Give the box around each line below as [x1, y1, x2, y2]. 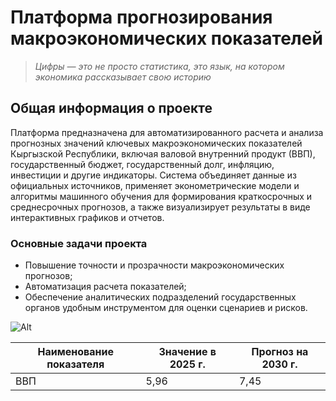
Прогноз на [251, 345, 309, 359]
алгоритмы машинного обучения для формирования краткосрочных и [10, 190, 313, 202]
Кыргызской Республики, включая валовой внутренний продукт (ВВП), [10, 147, 316, 160]
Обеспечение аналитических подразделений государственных [24, 291, 297, 303]
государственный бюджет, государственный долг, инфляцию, [10, 158, 275, 170]
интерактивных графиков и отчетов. [10, 211, 165, 223]
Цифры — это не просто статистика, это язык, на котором [34, 60, 285, 72]
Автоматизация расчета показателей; [24, 281, 187, 293]
